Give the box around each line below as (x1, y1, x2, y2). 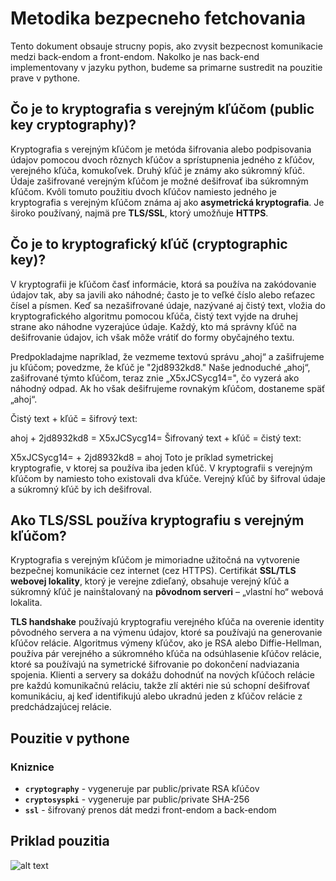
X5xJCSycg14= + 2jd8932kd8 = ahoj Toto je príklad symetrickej (10, 451, 274, 463)
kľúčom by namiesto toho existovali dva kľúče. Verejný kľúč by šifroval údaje (10, 472, 326, 484)
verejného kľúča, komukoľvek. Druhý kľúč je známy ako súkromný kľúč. (10, 164, 306, 176)
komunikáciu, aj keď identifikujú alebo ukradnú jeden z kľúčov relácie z (10, 690, 303, 702)
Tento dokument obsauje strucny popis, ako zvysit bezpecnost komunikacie (10, 40, 323, 52)
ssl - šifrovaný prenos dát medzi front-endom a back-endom (24, 804, 277, 816)
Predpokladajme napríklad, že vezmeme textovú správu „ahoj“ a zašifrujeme (10, 350, 325, 362)
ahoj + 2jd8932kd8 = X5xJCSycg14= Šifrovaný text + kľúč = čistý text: (10, 432, 302, 444)
